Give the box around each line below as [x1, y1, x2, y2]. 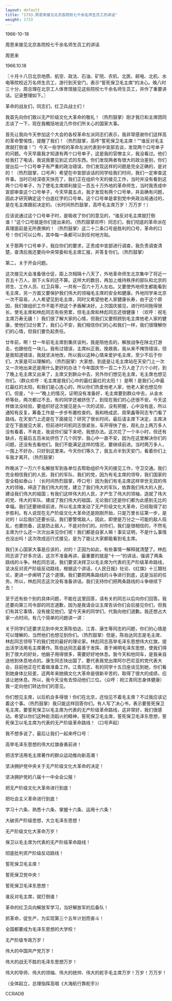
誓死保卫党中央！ [5, 872, 41, 878]
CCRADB [5, 991, 25, 997]
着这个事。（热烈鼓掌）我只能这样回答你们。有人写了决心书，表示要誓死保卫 [5, 700, 165, 706]
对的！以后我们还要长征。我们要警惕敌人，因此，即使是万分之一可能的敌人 [5, 516, 162, 522]
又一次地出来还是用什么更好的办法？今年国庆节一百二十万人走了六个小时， [5, 365, 162, 371]
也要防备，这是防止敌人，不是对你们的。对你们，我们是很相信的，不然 [14, 523, 162, 529]
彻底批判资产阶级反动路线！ [5, 850, 64, 856]
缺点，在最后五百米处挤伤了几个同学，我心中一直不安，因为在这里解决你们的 [5, 435, 167, 441]
